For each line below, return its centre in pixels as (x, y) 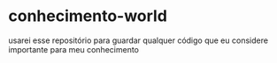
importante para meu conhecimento (73, 49)
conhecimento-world (88, 16)
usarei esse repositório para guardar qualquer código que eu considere (138, 40)
